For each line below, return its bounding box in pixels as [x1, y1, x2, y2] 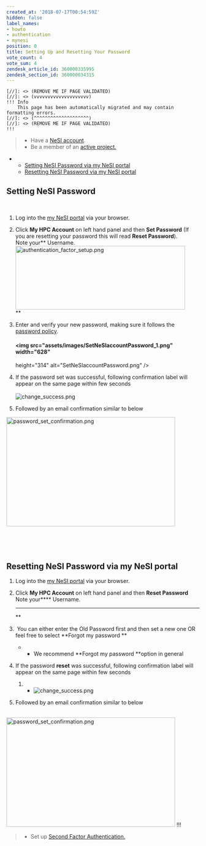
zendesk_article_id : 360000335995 [6, 66, 95, 72]
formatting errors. [6, 110, 56, 116]
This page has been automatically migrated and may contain [17, 105, 174, 111]
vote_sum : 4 [6, 60, 37, 66]
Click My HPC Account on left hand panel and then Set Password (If [15, 226, 189, 234]
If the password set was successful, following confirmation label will [15, 373, 188, 381]
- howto [6, 26, 26, 32]
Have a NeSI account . [30, 137, 86, 144]
